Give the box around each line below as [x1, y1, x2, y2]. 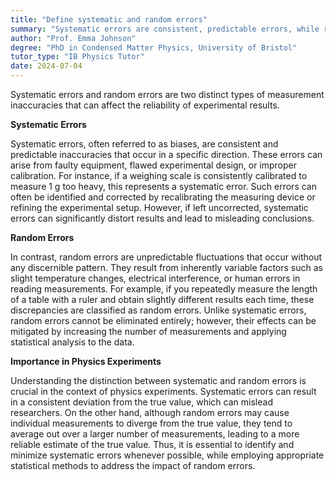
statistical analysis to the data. [10, 336, 135, 348]
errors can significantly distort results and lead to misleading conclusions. [10, 212, 315, 224]
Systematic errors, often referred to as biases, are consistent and [10, 138, 279, 150]
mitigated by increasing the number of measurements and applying [10, 326, 287, 337]
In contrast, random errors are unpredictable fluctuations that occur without [10, 251, 322, 263]
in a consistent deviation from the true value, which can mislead [10, 396, 273, 408]
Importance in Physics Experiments [10, 356, 162, 367]
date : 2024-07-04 [10, 61, 83, 71]
